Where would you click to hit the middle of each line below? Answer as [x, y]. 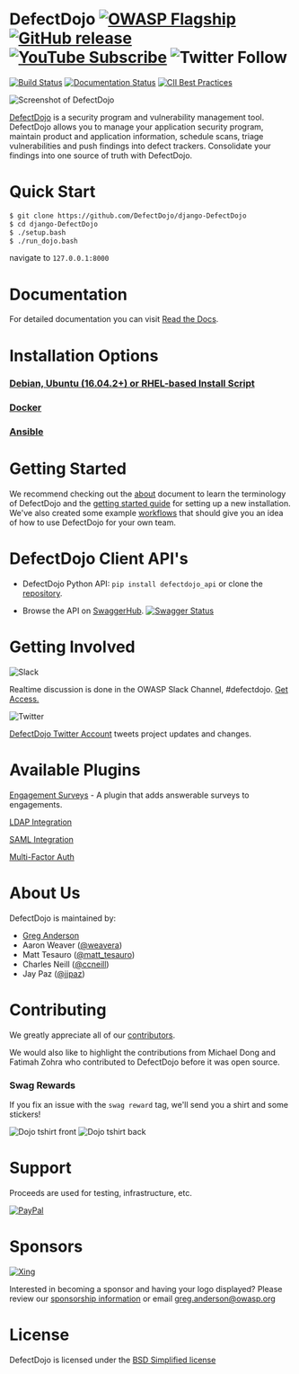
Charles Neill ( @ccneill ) [66, 964]
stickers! [25, 1114]
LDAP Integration [41, 822]
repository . [42, 593]
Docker [26, 407]
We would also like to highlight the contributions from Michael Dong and [142, 1052]
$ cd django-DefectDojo [54, 224]
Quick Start [53, 192]
